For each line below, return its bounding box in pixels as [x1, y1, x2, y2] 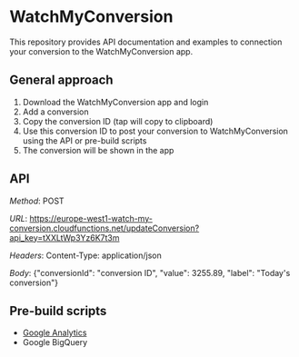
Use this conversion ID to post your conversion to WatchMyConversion [22, 125, 289, 136]
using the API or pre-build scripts [22, 134, 147, 146]
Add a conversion [22, 106, 89, 117]
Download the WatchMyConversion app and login [22, 96, 209, 107]
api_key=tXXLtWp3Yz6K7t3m [9, 232, 120, 243]
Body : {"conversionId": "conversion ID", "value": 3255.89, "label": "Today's [9, 267, 291, 278]
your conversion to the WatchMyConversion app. [9, 45, 194, 56]
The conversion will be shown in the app [22, 144, 174, 155]
